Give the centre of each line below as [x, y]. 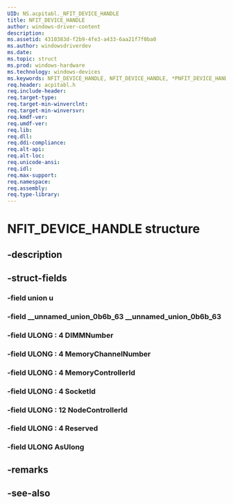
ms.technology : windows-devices [54, 72]
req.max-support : [32, 175]
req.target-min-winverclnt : [48, 104]
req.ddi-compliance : [37, 143]
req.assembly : [28, 188]
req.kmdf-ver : [28, 117]
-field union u [31, 298]
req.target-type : [32, 98]
